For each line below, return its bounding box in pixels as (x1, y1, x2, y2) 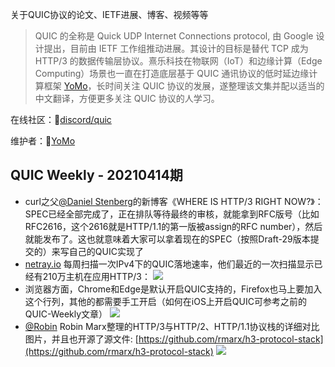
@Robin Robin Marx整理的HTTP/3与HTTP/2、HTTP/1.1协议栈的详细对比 (24, 320, 320, 332)
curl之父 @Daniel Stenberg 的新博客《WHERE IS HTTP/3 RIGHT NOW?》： (24, 195, 324, 207)
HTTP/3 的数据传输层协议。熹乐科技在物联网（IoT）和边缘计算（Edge (34, 55, 323, 67)
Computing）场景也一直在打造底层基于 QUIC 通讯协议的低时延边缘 (34, 68, 310, 79)
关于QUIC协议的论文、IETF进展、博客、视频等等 (10, 9, 209, 20)
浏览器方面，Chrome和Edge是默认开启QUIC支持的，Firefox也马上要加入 (24, 283, 323, 295)
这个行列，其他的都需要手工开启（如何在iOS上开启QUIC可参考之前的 (24, 295, 307, 307)
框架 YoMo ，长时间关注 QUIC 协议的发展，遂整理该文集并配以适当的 (43, 80, 325, 92)
